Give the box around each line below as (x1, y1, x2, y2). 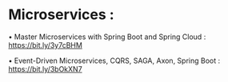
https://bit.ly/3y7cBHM (8, 40, 82, 49)
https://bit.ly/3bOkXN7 (8, 64, 82, 73)
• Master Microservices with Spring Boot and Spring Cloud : (8, 32, 206, 41)
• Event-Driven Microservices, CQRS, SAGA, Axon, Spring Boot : (8, 56, 221, 65)
